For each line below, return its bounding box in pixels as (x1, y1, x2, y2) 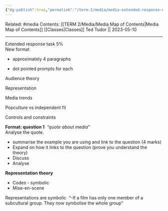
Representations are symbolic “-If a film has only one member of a (5, 194, 143, 200)
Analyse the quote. (5, 129, 44, 135)
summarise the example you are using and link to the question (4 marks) (12, 139, 161, 145)
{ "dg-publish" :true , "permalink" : (5, 7, 75, 13)
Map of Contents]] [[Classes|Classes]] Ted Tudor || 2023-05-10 (5, 26, 137, 33)
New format (5, 46, 30, 52)
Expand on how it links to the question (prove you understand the (12, 144, 147, 150)
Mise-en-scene (12, 185, 44, 191)
